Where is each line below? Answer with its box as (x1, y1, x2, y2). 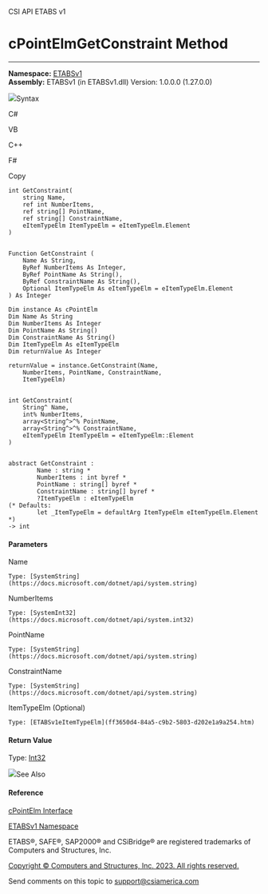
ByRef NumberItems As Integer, (22, 263, 127, 271)
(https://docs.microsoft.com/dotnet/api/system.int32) (8, 616, 195, 625)
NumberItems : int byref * (37, 473, 127, 481)
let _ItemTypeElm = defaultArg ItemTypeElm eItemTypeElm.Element (37, 508, 259, 517)
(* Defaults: (8, 501, 52, 509)
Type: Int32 (8, 753, 46, 763)
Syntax (16, 94, 40, 103)
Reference (8, 788, 44, 797)
